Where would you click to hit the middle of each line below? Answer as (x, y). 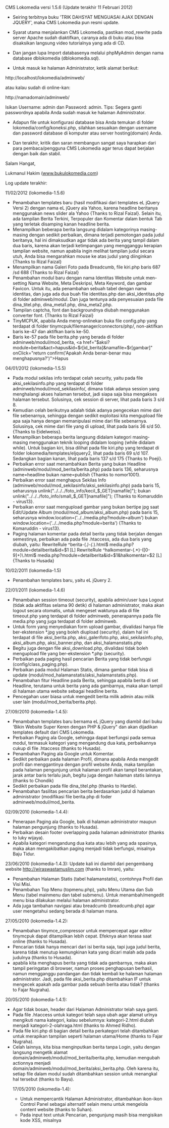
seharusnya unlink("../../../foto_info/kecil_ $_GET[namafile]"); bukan (82, 491)
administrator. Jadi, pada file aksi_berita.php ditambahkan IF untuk (82, 979)
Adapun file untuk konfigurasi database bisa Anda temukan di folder (83, 122)
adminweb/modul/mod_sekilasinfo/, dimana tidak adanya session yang (86, 389)
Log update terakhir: (26, 183)
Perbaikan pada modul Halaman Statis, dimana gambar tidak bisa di (83, 670)
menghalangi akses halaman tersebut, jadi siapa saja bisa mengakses (85, 394)
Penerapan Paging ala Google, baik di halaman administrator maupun (84, 822)
